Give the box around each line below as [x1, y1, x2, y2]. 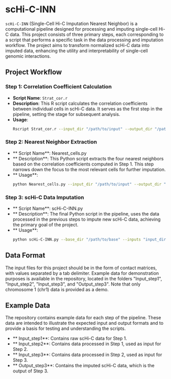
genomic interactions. [5, 53, 51, 59]
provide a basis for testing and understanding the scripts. [5, 325, 126, 331]
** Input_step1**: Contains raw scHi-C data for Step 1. [12, 336, 128, 342]
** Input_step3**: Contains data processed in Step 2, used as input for [12, 351, 162, 358]
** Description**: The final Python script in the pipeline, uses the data [12, 210, 160, 217]
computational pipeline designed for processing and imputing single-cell [5, 26, 158, 32]
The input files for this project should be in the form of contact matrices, [5, 265, 157, 271]
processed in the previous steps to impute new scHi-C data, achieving [12, 216, 161, 222]
